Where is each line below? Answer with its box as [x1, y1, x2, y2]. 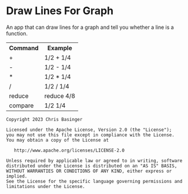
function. [6, 29, 28, 37]
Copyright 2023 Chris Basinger [6, 116, 83, 122]
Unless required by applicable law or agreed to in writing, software [6, 157, 183, 163]
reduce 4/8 [44, 91, 75, 100]
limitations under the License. [6, 183, 85, 189]
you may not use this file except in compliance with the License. [6, 131, 175, 138]
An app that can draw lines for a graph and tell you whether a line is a [6, 24, 174, 31]
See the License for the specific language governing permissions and [6, 178, 183, 184]
